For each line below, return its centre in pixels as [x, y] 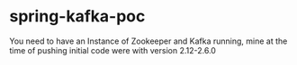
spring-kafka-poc [77, 16]
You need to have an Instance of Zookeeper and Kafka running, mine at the [148, 41]
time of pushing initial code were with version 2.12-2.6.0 [112, 50]
